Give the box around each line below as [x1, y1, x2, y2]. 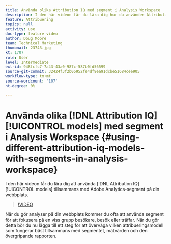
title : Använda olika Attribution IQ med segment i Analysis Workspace [5, 7, 160, 13]
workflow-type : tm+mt [5, 74, 51, 79]
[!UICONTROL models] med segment [5, 120, 164, 132]
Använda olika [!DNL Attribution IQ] [5, 110, 158, 121]
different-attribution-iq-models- [5, 142, 145, 153]
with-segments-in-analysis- [5, 153, 128, 165]
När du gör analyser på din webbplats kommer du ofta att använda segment [5, 211, 164, 217]
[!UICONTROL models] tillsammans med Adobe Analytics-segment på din [5, 186, 160, 192]
